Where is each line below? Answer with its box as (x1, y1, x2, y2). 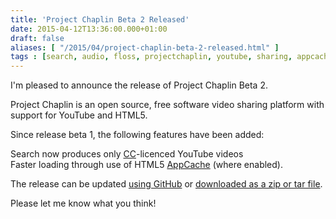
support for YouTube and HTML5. (10, 109, 148, 121)
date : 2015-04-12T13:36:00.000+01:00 (10, 24, 168, 34)
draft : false (10, 33, 65, 43)
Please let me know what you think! (10, 197, 157, 210)
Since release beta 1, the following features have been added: (10, 129, 265, 141)
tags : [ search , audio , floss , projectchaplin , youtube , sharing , (10, 52, 293, 62)
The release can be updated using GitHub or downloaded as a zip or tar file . (10, 178, 323, 190)
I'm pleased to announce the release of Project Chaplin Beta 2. (10, 79, 268, 91)
